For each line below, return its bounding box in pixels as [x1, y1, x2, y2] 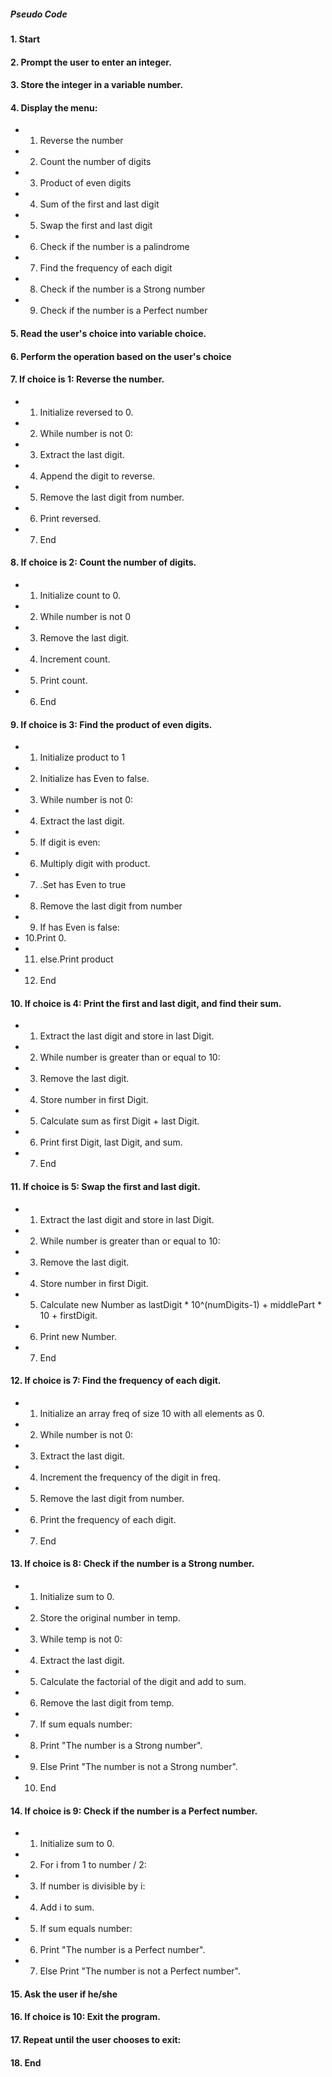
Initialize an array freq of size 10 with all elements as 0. [39, 1407, 265, 1419]
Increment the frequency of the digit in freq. [39, 1471, 221, 1483]
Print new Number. [39, 1330, 117, 1342]
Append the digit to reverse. [39, 470, 156, 482]
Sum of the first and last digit [39, 198, 160, 210]
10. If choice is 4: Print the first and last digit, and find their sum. [10, 997, 282, 1009]
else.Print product [39, 953, 114, 965]
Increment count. [39, 653, 111, 665]
